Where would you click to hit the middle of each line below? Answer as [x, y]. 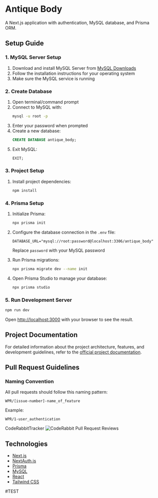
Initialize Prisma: [29, 214]
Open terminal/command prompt [45, 102]
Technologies [27, 444]
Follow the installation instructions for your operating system [74, 73]
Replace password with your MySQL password [58, 250]
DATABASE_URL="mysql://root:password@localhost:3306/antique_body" [83, 241]
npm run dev [17, 310]
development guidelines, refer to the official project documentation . [73, 352]
